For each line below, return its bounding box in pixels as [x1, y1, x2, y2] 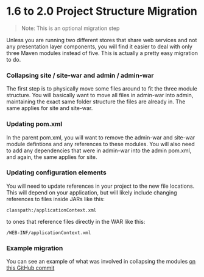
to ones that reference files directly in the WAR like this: [6, 218, 146, 225]
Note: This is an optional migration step [21, 24, 120, 32]
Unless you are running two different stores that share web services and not [6, 36, 197, 43]
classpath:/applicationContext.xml [6, 207, 97, 213]
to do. [6, 56, 21, 63]
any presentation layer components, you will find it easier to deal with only [6, 43, 193, 50]
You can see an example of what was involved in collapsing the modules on [6, 258, 196, 265]
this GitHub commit [6, 264, 55, 271]
